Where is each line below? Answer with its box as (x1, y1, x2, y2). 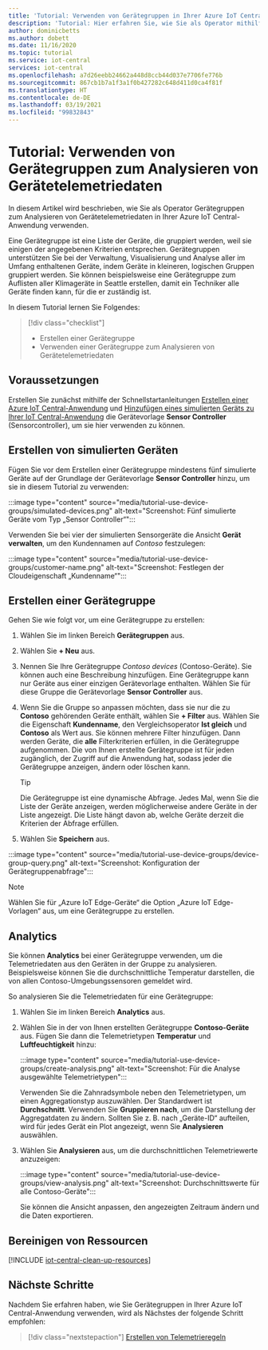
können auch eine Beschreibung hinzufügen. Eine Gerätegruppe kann (19, 670, 250, 680)
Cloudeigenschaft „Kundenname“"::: (8, 571, 128, 580)
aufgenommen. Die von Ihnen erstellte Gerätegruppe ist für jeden (19, 745, 235, 755)
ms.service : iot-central (8, 57, 91, 65)
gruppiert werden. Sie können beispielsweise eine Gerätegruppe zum (8, 270, 236, 279)
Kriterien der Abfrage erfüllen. (19, 819, 120, 828)
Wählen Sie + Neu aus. (19, 646, 96, 656)
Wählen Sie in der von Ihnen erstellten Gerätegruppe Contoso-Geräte (19, 1023, 250, 1032)
